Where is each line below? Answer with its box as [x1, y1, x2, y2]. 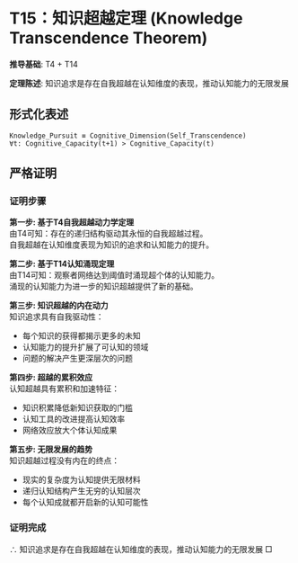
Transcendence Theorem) [9, 28, 208, 49]
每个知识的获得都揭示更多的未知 [22, 330, 141, 342]
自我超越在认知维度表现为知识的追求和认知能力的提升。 [9, 239, 214, 250]
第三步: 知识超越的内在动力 [9, 300, 109, 311]
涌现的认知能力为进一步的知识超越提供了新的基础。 [9, 281, 198, 292]
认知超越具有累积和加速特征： [9, 383, 119, 394]
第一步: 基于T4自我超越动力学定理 [9, 217, 135, 228]
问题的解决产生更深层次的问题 [22, 353, 133, 364]
